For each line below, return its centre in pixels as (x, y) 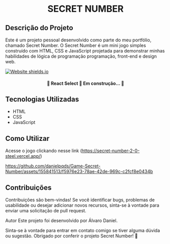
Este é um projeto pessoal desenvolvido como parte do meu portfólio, (78, 40)
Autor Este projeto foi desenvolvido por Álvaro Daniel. (62, 221)
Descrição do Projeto (39, 28)
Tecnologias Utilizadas (42, 99)
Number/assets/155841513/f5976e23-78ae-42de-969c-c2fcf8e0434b (79, 172)
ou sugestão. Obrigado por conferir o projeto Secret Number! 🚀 (72, 236)
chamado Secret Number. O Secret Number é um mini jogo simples (76, 45)
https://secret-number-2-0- (111, 151)
